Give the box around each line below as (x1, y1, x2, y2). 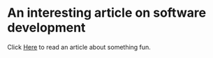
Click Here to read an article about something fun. (7, 43, 152, 51)
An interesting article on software (7, 5, 207, 21)
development (7, 20, 86, 36)
